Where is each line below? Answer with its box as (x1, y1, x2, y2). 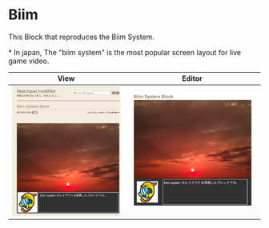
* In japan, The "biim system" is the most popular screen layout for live (8, 47, 242, 57)
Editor (182, 74, 203, 83)
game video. (8, 56, 50, 66)
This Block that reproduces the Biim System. (8, 32, 155, 42)
